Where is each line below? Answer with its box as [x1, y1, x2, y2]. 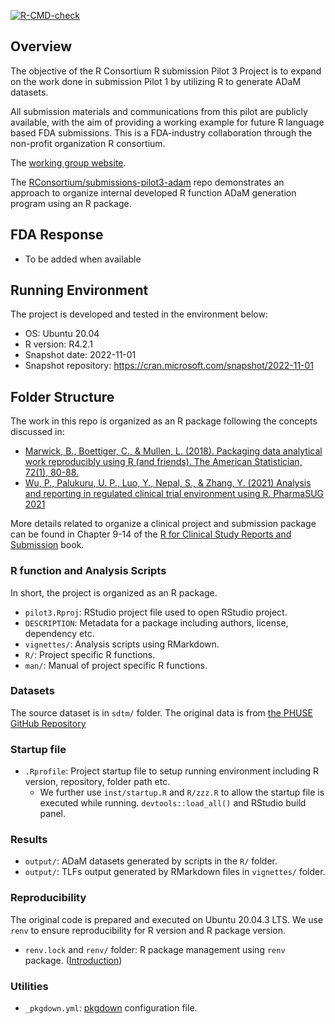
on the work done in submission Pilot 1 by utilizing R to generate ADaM [10, 75, 302, 87]
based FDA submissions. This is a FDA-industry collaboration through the [10, 126, 313, 139]
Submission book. [10, 539, 85, 551]
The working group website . [10, 156, 127, 169]
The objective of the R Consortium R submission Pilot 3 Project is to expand [10, 65, 322, 77]
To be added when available [24, 253, 142, 265]
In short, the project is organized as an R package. [10, 586, 218, 599]
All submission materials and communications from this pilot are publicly [10, 105, 308, 117]
